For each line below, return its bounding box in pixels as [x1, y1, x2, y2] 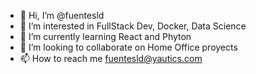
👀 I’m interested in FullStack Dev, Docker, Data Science [19, 20, 247, 32]
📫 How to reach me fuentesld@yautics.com [19, 53, 203, 64]
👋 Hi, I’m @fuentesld [19, 10, 105, 21]
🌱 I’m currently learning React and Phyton [19, 31, 192, 42]
